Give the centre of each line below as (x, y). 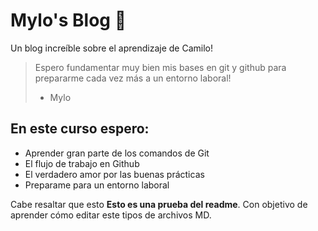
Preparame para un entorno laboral (97, 185)
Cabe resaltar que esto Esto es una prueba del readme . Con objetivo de (159, 204)
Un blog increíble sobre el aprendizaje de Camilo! (111, 48)
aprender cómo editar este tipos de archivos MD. (111, 215)
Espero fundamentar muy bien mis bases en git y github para (160, 67)
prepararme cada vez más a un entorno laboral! (133, 78)
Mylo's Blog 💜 (68, 20)
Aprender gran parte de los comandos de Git (117, 153)
